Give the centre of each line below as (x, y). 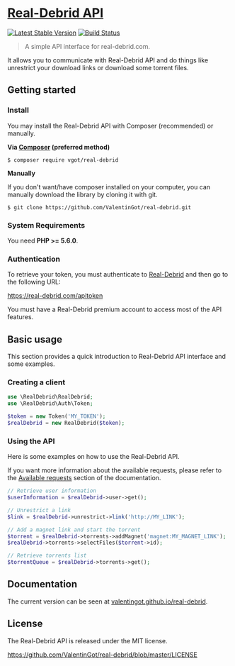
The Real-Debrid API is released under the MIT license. (87, 640)
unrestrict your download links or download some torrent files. (98, 67)
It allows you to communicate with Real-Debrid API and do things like (108, 60)
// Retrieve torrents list (47, 556)
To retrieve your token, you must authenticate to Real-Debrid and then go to (118, 274)
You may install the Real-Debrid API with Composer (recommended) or (110, 126)
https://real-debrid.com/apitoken (55, 296)
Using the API (31, 441)
